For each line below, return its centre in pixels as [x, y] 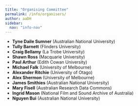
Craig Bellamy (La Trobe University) [48, 52]
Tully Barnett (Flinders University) [47, 47]
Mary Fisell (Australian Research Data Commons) [62, 88]
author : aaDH [18, 18]
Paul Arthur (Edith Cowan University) [50, 62]
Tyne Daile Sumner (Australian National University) [64, 41]
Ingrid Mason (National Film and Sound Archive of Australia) [73, 93]
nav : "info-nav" [26, 28]
